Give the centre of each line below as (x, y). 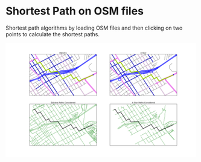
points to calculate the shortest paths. (53, 34)
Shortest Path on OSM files (75, 11)
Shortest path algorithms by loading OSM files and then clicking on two (94, 28)
